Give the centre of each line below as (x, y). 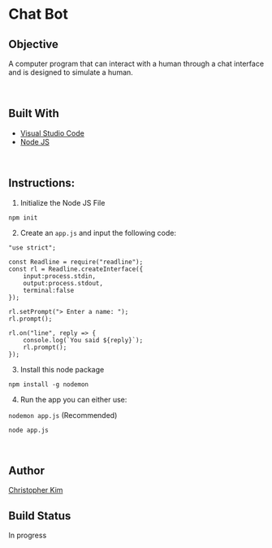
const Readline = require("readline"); (76, 262)
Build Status (40, 516)
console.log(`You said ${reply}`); (83, 340)
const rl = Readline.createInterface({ (76, 269)
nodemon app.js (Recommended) (63, 415)
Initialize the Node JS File (63, 202)
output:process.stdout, (63, 283)
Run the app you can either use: (73, 399)
